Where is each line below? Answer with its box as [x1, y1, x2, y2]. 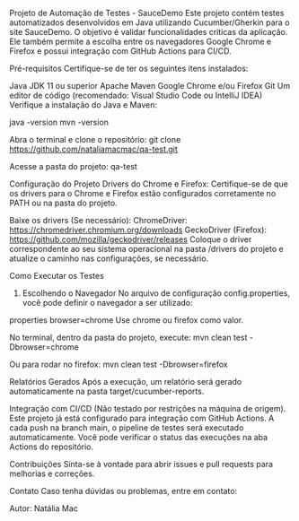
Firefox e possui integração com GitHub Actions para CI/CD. [9, 46, 232, 56]
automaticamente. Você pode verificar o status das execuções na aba [9, 432, 268, 442]
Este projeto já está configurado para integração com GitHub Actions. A [9, 412, 275, 423]
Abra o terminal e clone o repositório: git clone [9, 135, 181, 144]
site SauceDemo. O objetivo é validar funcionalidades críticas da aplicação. [9, 27, 288, 37]
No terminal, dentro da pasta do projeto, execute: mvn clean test [9, 332, 248, 343]
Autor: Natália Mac [9, 503, 79, 514]
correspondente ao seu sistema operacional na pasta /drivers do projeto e [9, 244, 285, 254]
